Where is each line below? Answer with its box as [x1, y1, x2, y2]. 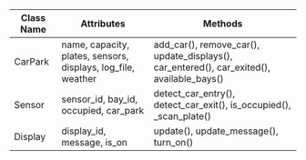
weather [61, 73, 97, 85]
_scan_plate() [153, 110, 212, 122]
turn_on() [153, 136, 194, 148]
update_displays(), [153, 50, 233, 62]
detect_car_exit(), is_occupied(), [153, 99, 291, 111]
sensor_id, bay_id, [61, 93, 138, 105]
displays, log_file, [61, 61, 135, 74]
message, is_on [61, 136, 127, 148]
